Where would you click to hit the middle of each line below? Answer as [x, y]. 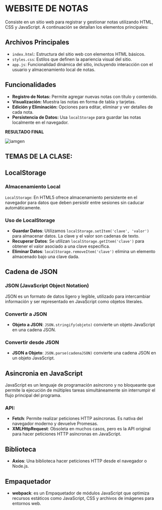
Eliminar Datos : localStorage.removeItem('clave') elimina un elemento [84, 251]
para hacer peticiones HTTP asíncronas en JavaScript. [66, 434]
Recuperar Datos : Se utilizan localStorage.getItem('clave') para [78, 241]
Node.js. [20, 466]
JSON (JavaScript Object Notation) [47, 286]
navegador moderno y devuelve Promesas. [55, 424]
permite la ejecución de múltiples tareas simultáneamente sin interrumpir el [80, 390]
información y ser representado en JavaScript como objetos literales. [74, 301]
